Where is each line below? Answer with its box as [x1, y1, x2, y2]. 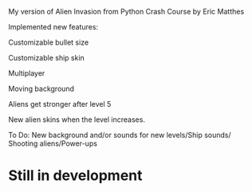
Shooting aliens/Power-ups [8, 139, 98, 148]
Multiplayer [8, 69, 45, 78]
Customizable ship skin [8, 53, 85, 62]
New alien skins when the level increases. [8, 115, 146, 124]
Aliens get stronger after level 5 [8, 100, 112, 108]
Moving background [8, 84, 74, 93]
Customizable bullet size [8, 37, 89, 47]
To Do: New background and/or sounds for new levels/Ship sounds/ [8, 131, 231, 139]
